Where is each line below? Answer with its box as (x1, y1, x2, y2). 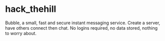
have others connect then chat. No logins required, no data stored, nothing (5, 25, 158, 31)
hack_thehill (5, 3, 56, 15)
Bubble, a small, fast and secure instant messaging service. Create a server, (5, 20, 161, 26)
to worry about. (5, 30, 37, 36)
